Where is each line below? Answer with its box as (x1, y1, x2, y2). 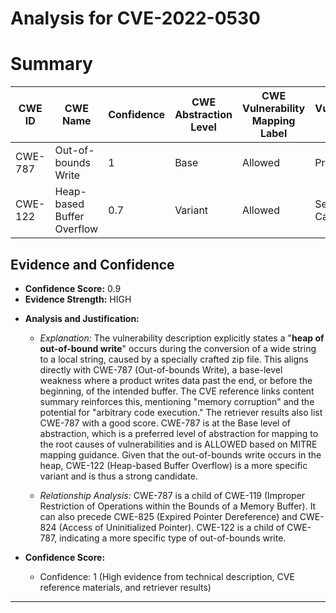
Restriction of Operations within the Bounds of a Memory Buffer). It (39, 500, 317, 512)
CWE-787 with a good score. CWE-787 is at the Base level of (39, 417, 291, 429)
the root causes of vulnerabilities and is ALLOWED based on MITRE (39, 438, 318, 450)
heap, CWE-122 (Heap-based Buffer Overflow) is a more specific (39, 459, 308, 471)
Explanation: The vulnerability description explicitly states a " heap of (39, 332, 325, 344)
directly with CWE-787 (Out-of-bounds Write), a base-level (39, 363, 283, 376)
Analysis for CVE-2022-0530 (10, 7, 261, 30)
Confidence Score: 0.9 (24, 282, 122, 294)
